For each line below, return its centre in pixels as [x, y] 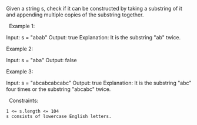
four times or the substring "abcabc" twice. [59, 89]
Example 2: [20, 49]
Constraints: [24, 100]
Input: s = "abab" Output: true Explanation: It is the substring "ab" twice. [94, 37]
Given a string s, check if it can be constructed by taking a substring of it [94, 9]
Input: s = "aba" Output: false [42, 60]
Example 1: [22, 26]
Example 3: [20, 72]
